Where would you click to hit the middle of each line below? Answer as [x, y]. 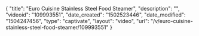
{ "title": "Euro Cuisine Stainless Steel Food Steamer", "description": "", [93, 9]
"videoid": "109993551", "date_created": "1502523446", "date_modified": [96, 15]
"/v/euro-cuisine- [172, 21]
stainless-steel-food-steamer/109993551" [57, 27]
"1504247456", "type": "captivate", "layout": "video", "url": [77, 21]
